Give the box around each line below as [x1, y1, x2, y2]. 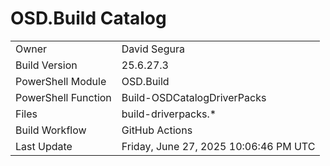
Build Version [15, 58, 78, 72]
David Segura [121, 42, 185, 56]
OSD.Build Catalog [10, 7, 167, 30]
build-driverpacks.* [121, 107, 217, 121]
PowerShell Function [15, 90, 112, 104]
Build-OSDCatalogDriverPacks [121, 90, 267, 104]
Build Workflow [15, 123, 87, 137]
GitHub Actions [121, 123, 193, 137]
